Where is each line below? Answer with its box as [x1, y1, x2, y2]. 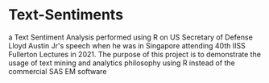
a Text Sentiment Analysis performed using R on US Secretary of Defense [8, 32, 254, 42]
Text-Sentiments [8, 6, 123, 24]
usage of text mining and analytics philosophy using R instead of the [8, 58, 235, 68]
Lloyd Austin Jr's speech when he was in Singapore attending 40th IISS [8, 40, 246, 50]
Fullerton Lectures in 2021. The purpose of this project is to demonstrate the [8, 49, 262, 59]
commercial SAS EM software [8, 66, 107, 76]
